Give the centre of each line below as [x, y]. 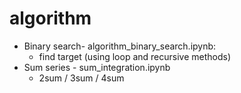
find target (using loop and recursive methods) [135, 56]
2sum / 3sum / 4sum [81, 78]
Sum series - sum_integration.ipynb [97, 67]
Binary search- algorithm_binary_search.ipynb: [120, 46]
